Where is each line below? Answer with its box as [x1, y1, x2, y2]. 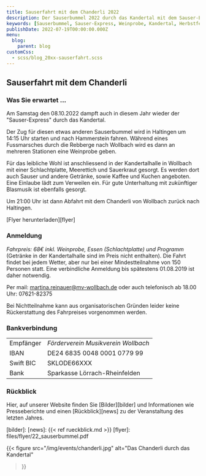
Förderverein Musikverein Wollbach [47, 338, 150, 347]
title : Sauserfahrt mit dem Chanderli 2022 [6, 9, 120, 15]
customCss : [6, 49, 34, 55]
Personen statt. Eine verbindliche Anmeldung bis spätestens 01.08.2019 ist [6, 265, 195, 272]
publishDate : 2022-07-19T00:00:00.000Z [6, 26, 109, 33]
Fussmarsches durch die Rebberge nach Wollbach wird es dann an [6, 141, 175, 149]
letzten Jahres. [6, 414, 44, 421]
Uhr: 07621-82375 [6, 290, 53, 297]
